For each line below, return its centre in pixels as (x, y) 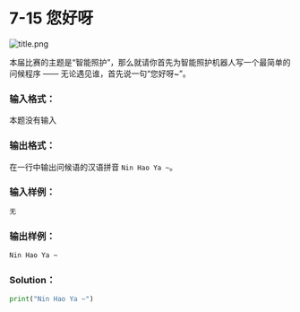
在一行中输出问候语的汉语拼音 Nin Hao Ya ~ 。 (93, 167)
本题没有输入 (33, 120)
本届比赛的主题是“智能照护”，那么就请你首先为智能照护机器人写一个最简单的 (150, 62)
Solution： (33, 280)
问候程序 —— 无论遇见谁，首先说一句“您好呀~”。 (100, 74)
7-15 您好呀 (51, 18)
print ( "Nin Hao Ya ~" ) (51, 299)
